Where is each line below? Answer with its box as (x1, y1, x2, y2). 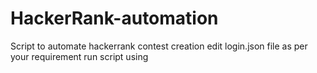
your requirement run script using (10, 50, 149, 62)
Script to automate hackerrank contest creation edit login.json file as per (10, 40, 308, 52)
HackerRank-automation (10, 7, 219, 30)
